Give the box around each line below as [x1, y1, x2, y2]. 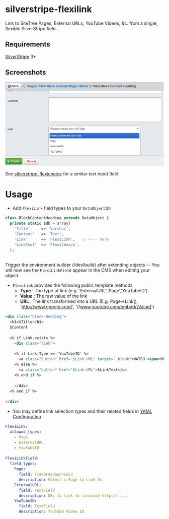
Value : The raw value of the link [20, 293, 88, 299]
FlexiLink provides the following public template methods [12, 282, 133, 288]
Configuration [12, 414, 41, 420]
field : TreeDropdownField [18, 472, 73, 477]
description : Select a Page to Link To [18, 477, 102, 482]
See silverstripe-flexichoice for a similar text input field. [5, 171, 120, 177]
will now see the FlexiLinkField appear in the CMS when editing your [5, 267, 150, 273]
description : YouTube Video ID [18, 509, 84, 514]
